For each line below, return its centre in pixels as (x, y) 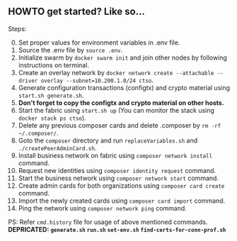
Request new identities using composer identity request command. (117, 170)
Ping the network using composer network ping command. (102, 208)
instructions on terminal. (53, 65)
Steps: (17, 28)
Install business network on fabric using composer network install (115, 155)
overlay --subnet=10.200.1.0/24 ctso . (97, 80)
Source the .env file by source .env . (70, 50)
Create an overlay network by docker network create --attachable (116, 72)
